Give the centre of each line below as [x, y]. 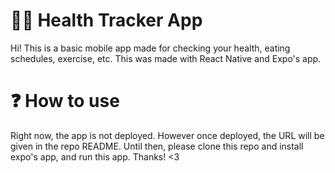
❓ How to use [65, 101]
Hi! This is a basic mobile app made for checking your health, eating [150, 48]
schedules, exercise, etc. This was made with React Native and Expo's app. [166, 58]
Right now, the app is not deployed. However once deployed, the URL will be [167, 135]
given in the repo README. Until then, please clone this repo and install [157, 146]
